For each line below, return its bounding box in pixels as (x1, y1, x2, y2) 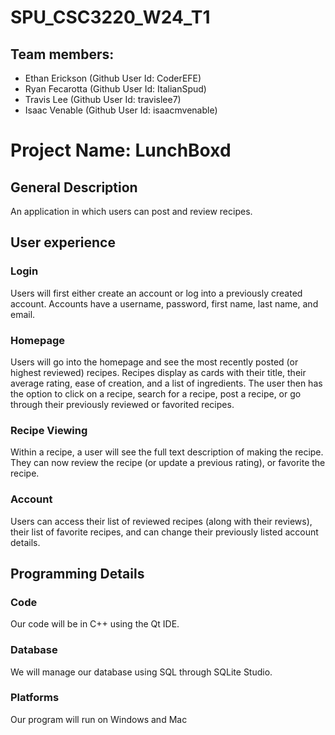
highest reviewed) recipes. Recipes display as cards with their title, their (10, 366, 307, 378)
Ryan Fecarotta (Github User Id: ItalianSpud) (24, 83, 207, 95)
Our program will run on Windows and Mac (10, 713, 188, 725)
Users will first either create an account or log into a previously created (10, 287, 303, 299)
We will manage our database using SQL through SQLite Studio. (10, 666, 273, 678)
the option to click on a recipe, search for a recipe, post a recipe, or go (10, 387, 302, 400)
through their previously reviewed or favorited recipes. (10, 398, 235, 410)
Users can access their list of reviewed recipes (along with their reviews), (10, 515, 313, 527)
